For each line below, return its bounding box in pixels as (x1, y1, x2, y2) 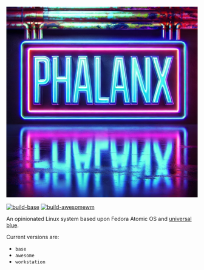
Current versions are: (6, 234, 59, 240)
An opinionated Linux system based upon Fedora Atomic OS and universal (6, 216, 192, 222)
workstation (15, 259, 46, 265)
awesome (15, 252, 35, 258)
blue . (6, 222, 19, 229)
